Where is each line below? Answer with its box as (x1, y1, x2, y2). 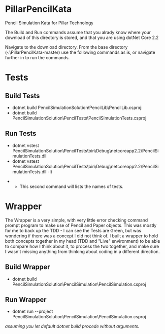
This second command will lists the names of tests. (19, 184, 124, 189)
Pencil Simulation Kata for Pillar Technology (5, 20, 94, 26)
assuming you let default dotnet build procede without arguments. (5, 323, 139, 329)
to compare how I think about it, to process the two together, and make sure (5, 243, 159, 249)
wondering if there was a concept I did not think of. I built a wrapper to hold (5, 233, 158, 239)
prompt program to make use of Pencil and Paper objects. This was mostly (5, 222, 157, 228)
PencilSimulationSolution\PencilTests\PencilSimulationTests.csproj (12, 115, 147, 121)
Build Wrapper (5, 263, 50, 271)
